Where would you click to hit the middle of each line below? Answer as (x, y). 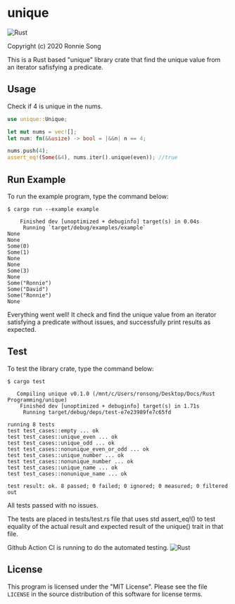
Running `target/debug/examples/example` (84, 227)
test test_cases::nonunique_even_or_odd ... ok (78, 449)
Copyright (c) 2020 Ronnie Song (54, 46)
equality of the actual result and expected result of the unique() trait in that (115, 526)
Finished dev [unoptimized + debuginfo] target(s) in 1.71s (110, 406)
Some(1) (19, 252)
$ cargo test (26, 381)
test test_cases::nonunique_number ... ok (70, 461)
